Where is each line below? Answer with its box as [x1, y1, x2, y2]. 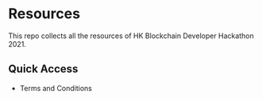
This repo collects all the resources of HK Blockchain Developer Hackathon [8, 31, 254, 40]
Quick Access [8, 63, 79, 76]
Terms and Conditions [19, 83, 93, 93]
